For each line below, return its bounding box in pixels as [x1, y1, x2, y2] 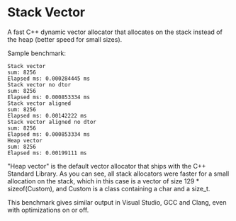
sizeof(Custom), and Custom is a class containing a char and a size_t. [7, 184, 210, 193]
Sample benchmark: [7, 49, 66, 57]
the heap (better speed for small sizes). [7, 35, 123, 43]
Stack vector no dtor [7, 81, 72, 89]
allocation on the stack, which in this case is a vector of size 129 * [7, 176, 200, 185]
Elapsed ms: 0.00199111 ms [7, 149, 87, 157]
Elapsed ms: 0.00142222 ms [7, 112, 87, 119]
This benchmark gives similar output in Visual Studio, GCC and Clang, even [7, 198, 227, 206]
